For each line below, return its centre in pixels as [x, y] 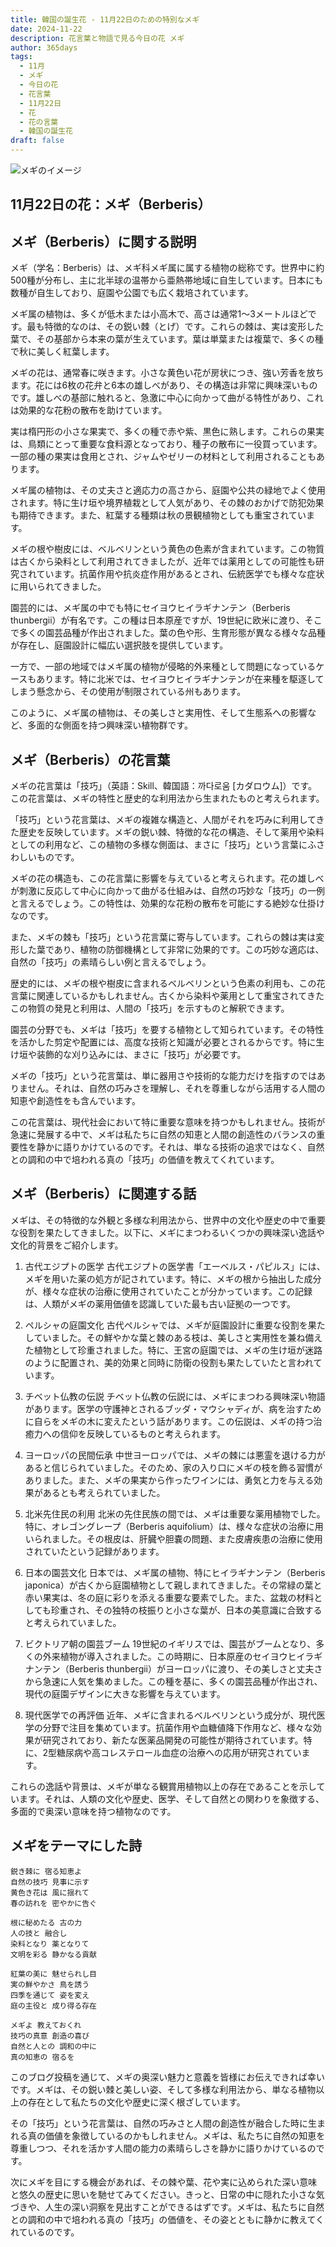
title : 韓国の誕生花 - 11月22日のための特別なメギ [105, 19]
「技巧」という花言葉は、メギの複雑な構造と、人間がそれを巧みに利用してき [167, 820]
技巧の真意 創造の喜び [50, 2036]
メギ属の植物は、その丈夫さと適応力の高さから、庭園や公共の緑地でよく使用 [168, 490]
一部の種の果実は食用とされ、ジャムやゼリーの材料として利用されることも [163, 457]
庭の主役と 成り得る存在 [53, 2006]
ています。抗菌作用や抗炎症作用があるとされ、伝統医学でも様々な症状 [180, 574]
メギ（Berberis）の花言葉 [90, 759]
